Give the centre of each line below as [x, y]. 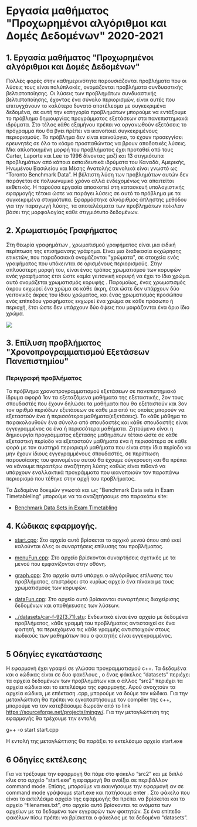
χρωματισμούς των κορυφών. [51, 588]
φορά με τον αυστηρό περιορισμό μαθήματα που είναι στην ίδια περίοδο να [98, 447]
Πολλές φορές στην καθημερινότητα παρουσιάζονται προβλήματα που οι [96, 81]
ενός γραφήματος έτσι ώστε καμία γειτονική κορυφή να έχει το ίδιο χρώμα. [98, 276]
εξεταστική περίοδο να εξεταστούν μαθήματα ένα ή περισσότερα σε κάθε [97, 441]
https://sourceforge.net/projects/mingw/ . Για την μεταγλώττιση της [88, 712]
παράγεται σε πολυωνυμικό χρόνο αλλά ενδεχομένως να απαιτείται [90, 181]
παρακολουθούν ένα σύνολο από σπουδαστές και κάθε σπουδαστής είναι [97, 422]
